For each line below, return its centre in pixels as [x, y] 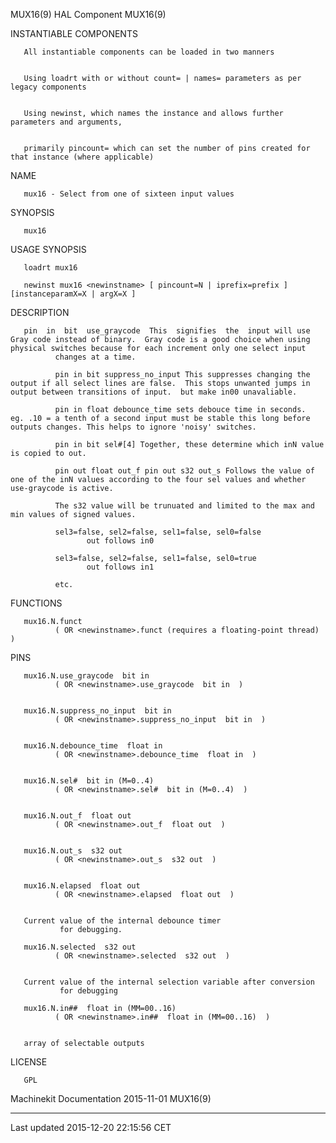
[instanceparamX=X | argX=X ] [73, 294]
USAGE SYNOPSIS [48, 249]
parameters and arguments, [66, 122]
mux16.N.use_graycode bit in [86, 676]
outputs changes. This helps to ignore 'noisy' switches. [133, 427]
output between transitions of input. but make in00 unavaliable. [154, 392]
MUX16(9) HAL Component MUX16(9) [88, 14]
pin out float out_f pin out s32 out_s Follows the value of [184, 471]
